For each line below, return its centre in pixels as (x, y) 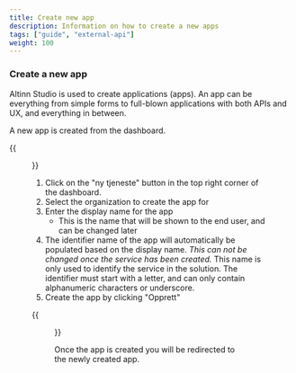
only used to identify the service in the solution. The (141, 268)
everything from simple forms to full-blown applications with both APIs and (148, 103)
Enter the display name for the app (109, 211)
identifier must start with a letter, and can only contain (145, 278)
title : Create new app (52, 18)
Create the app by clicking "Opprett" (112, 297)
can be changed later (98, 230)
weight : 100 (31, 43)
